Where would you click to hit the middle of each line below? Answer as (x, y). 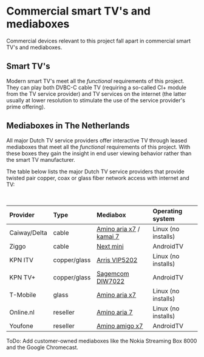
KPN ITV (21, 260)
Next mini (110, 246)
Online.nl (22, 312)
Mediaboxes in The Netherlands (68, 126)
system (164, 218)
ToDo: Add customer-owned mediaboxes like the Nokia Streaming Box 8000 (102, 341)
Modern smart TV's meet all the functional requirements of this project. (95, 81)
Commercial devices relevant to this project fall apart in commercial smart (99, 41)
